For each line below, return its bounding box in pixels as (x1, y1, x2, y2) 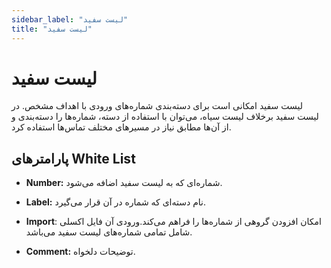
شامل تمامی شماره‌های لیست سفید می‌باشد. (25, 226, 193, 238)
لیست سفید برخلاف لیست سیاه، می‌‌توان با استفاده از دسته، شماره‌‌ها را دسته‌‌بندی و (11, 111, 319, 123)
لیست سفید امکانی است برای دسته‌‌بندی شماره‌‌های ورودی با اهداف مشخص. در (11, 100, 303, 112)
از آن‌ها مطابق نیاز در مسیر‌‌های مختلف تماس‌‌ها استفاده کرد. (11, 121, 232, 133)
